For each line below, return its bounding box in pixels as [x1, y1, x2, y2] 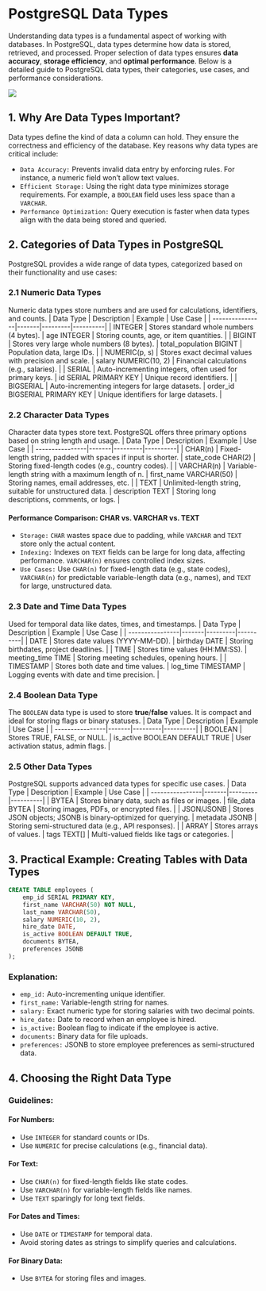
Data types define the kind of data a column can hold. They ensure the [8, 132, 240, 141]
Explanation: [8, 971, 58, 982]
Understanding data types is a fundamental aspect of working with [8, 31, 227, 40]
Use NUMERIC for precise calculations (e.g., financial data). [19, 1140, 208, 1151]
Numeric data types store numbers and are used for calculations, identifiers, [8, 305, 258, 314]
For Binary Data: [8, 1255, 64, 1266]
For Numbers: [8, 1115, 55, 1124]
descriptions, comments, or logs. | [8, 495, 121, 505]
